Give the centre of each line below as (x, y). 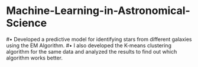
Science (27, 23)
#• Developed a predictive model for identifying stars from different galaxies (99, 39)
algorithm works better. (35, 58)
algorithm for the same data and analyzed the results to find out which (92, 51)
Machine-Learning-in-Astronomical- (98, 11)
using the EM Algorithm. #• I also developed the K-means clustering (89, 45)
